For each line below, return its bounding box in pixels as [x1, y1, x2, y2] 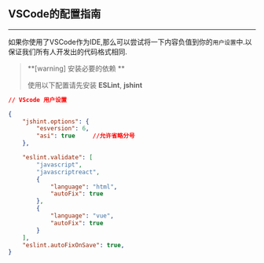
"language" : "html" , [49, 183, 118, 191]
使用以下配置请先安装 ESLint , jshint [27, 80, 143, 89]
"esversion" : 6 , [36, 125, 90, 133]
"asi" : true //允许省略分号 [36, 132, 135, 140]
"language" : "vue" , [49, 212, 114, 220]
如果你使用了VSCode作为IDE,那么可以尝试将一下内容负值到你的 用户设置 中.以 [8, 37, 252, 46]
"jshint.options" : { [22, 117, 90, 126]
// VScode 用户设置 [8, 96, 68, 104]
